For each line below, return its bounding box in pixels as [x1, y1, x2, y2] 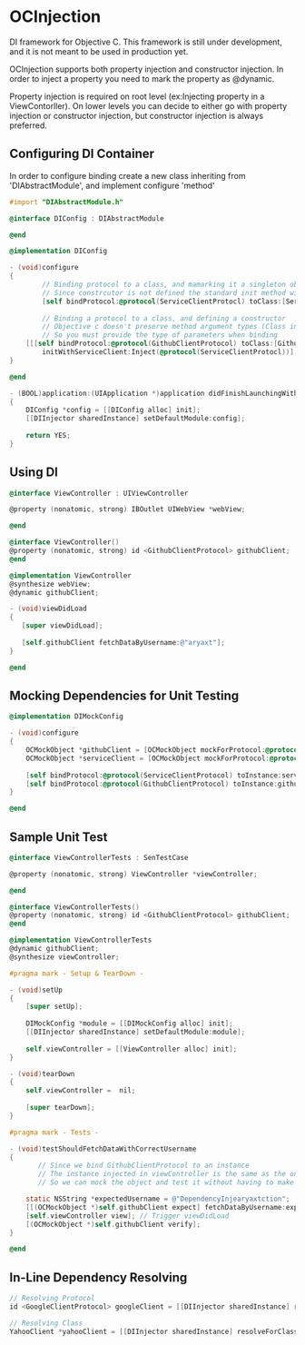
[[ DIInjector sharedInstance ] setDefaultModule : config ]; [25, 414, 246, 423]
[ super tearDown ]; [25, 1103, 95, 1113]
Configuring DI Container [9, 146, 155, 162]
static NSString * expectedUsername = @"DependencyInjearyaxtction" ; [25, 1194, 290, 1204]
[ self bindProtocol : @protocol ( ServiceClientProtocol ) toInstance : [25, 770, 282, 780]
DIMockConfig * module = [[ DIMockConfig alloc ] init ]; [25, 1019, 233, 1028]
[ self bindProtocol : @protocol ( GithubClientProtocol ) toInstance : [25, 779, 279, 788]
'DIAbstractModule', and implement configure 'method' [9, 180, 215, 191]
